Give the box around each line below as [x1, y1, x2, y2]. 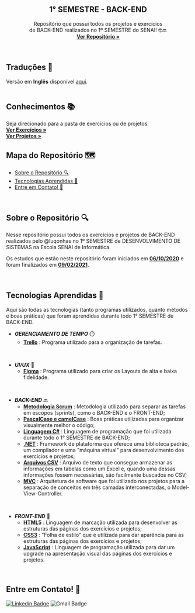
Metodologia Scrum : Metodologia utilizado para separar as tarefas [23, 403, 186, 410]
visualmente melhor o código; [23, 421, 95, 429]
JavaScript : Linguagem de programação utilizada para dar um [23, 543, 175, 550]
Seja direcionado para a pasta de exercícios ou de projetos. [6, 120, 149, 128]
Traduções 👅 [6, 63, 53, 73]
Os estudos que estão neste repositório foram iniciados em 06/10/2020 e [6, 255, 184, 262]
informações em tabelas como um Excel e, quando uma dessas [23, 465, 176, 472]
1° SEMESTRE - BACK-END [49, 5, 147, 15]
